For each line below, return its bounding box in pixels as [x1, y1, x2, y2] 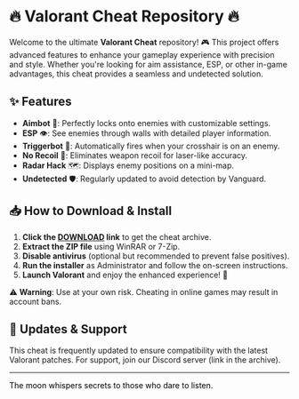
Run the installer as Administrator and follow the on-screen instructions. [21, 259, 288, 270]
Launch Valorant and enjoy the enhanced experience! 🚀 [21, 269, 229, 280]
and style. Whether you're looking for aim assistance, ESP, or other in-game [9, 59, 287, 69]
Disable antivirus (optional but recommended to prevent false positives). [21, 251, 290, 261]
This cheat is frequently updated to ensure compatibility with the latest [9, 345, 269, 356]
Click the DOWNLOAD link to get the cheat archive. [21, 231, 212, 242]
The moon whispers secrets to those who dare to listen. [9, 380, 214, 391]
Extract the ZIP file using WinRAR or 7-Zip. [21, 241, 181, 251]
